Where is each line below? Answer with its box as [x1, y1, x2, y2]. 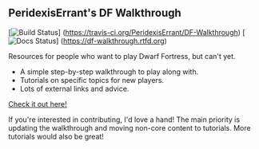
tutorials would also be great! [8, 131, 104, 141]
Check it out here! [8, 99, 68, 108]
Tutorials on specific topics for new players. [19, 75, 165, 84]
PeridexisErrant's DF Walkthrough [8, 6, 181, 20]
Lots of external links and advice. [19, 84, 129, 93]
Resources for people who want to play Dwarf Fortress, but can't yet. [8, 51, 236, 61]
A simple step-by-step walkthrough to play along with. [19, 67, 199, 76]
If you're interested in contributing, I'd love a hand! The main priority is [8, 115, 241, 124]
